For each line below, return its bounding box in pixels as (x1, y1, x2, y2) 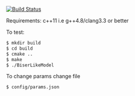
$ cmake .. (6, 51, 33, 57)
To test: (6, 28, 25, 36)
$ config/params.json (6, 84, 60, 90)
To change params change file (6, 73, 81, 80)
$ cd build (6, 45, 33, 52)
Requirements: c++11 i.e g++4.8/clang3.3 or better (6, 17, 129, 24)
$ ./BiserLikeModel (6, 62, 54, 68)
